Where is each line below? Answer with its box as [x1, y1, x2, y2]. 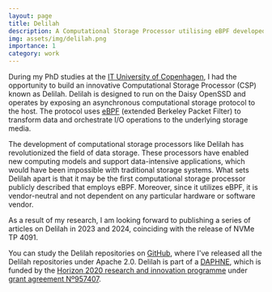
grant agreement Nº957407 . [8, 274, 101, 284]
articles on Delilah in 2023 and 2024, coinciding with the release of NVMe [8, 224, 255, 234]
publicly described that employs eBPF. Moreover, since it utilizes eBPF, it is [8, 182, 258, 191]
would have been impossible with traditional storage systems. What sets [8, 165, 249, 174]
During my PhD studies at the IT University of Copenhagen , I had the [8, 72, 237, 81]
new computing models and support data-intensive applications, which [8, 157, 245, 166]
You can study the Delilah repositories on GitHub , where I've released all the [8, 248, 262, 258]
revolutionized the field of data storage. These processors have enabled [8, 148, 249, 157]
